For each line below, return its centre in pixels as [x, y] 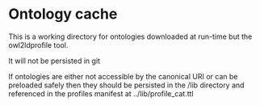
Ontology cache [63, 14]
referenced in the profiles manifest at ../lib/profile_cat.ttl [101, 93]
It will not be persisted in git [55, 61]
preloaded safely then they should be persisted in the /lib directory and [126, 85]
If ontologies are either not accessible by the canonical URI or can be [123, 76]
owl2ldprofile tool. [38, 45]
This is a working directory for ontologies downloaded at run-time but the [130, 36]
